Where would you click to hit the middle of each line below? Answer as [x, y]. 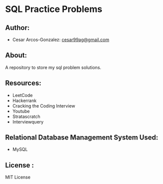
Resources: [23, 83]
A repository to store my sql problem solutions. [53, 67]
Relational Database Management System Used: [82, 138]
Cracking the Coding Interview [44, 105]
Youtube [21, 111]
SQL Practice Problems [54, 9]
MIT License [18, 177]
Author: [17, 28]
